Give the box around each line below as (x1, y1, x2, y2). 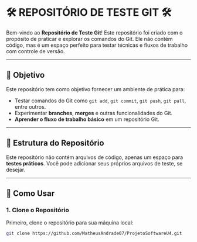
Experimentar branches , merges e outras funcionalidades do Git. (14, 109, 173, 116)
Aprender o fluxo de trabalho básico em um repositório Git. (14, 116, 159, 123)
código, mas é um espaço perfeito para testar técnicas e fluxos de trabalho (6, 42, 188, 49)
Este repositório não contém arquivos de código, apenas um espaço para (6, 154, 184, 161)
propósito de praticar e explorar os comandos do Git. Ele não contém (6, 35, 173, 42)
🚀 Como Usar (6, 188, 55, 198)
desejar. (6, 166, 25, 173)
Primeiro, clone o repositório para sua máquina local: (6, 219, 134, 226)
